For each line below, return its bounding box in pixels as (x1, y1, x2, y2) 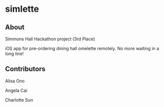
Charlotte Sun (5, 97, 33, 103)
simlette (5, 3, 39, 15)
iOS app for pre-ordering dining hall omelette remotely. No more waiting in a (5, 46, 159, 51)
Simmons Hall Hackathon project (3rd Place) (5, 36, 95, 42)
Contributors (5, 65, 46, 73)
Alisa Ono (5, 78, 25, 84)
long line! (5, 51, 24, 56)
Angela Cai (5, 87, 28, 93)
